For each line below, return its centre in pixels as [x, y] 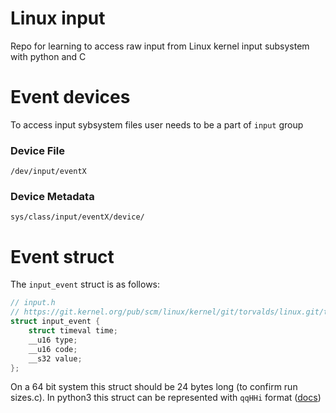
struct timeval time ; [73, 331]
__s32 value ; [55, 358]
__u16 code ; [53, 349]
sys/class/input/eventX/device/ [77, 217]
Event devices [70, 97]
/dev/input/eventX [48, 172]
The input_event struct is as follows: [85, 284]
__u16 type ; [53, 340]
